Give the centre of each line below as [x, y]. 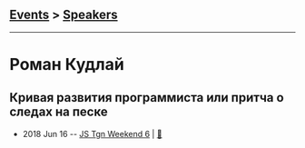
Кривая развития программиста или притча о [147, 98]
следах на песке [59, 112]
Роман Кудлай [67, 64]
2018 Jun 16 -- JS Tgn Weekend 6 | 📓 [92, 133]
